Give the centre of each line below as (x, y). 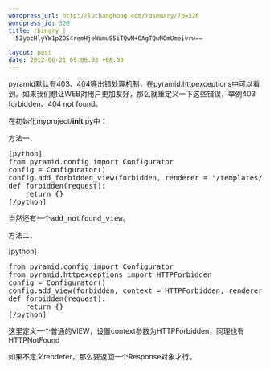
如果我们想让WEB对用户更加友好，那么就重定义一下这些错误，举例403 (139, 94)
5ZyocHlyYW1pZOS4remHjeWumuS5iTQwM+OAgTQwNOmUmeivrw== (109, 38)
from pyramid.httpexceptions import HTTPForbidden (110, 275)
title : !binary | (37, 30)
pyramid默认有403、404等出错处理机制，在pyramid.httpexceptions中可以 (131, 84)
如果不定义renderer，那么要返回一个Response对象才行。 (102, 357)
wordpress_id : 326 (39, 23)
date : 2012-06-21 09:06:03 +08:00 (66, 60)
